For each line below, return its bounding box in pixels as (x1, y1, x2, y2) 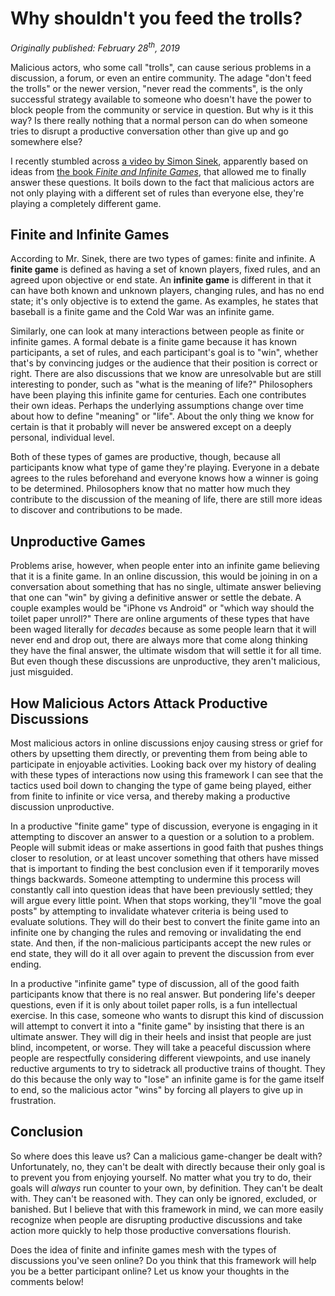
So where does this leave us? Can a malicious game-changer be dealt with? (10, 1150, 323, 1162)
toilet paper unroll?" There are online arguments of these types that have (10, 613, 310, 625)
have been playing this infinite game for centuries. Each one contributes (10, 389, 307, 401)
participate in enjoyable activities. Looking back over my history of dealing (10, 758, 317, 771)
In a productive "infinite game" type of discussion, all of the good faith (10, 978, 300, 990)
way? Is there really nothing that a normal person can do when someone (10, 114, 308, 126)
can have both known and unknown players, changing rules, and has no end (10, 285, 325, 297)
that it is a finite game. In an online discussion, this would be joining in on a (10, 570, 318, 582)
